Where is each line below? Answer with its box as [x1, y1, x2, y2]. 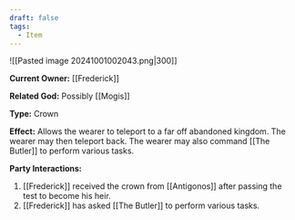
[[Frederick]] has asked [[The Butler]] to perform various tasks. [22, 200, 260, 211]
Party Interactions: [9, 163, 82, 174]
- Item [17, 30, 43, 39]
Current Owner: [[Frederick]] [9, 73, 120, 84]
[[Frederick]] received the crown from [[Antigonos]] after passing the [22, 181, 282, 192]
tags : [9, 22, 30, 31]
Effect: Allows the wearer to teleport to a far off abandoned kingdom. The [9, 126, 287, 137]
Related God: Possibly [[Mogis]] [9, 90, 130, 101]
